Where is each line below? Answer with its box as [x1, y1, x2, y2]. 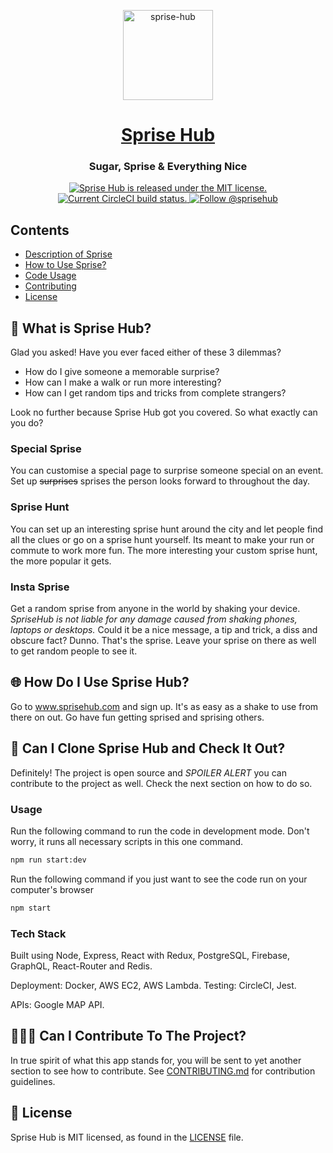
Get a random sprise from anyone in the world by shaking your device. [10, 603, 301, 614]
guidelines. [10, 1075, 56, 1087]
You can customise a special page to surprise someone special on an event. [10, 465, 324, 477]
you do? [10, 417, 44, 429]
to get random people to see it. [10, 645, 138, 657]
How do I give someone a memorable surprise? [24, 366, 220, 378]
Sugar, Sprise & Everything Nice [88, 160, 248, 174]
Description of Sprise [24, 248, 113, 260]
